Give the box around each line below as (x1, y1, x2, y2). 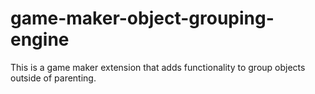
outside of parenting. (10, 72, 97, 84)
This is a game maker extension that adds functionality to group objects (10, 61, 306, 73)
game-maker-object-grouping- (10, 7, 275, 30)
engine (10, 28, 70, 51)
